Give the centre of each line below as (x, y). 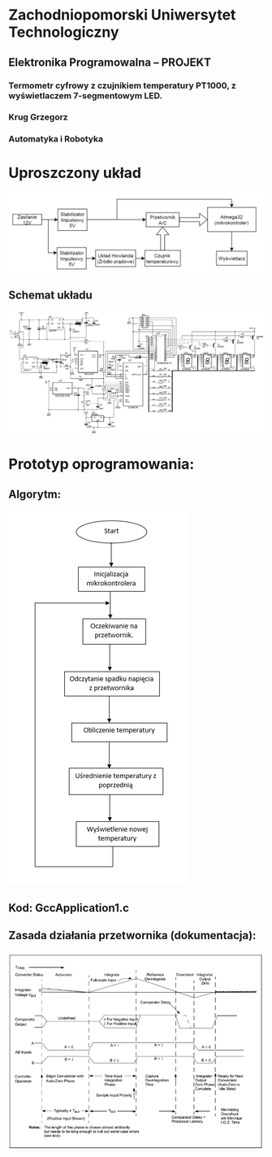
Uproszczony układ (75, 173)
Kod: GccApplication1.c (69, 908)
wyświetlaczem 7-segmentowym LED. (86, 95)
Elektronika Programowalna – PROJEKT (110, 62)
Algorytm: (35, 494)
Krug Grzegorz (38, 117)
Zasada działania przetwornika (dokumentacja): (132, 935)
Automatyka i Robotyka (56, 139)
